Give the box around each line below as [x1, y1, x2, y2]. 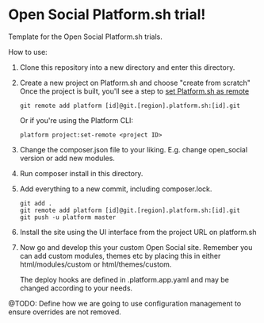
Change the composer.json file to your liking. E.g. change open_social [19, 144, 248, 154]
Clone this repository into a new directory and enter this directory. [19, 62, 235, 72]
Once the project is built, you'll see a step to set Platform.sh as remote [19, 86, 250, 96]
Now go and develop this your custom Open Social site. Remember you [19, 242, 253, 252]
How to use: [8, 47, 48, 56]
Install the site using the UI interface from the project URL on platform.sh [19, 227, 257, 236]
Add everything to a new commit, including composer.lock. [19, 184, 212, 194]
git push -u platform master [19, 213, 117, 221]
